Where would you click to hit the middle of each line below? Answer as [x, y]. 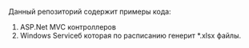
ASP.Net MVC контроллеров [68, 27]
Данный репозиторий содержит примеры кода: [90, 12]
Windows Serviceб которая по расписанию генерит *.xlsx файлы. [131, 36]
